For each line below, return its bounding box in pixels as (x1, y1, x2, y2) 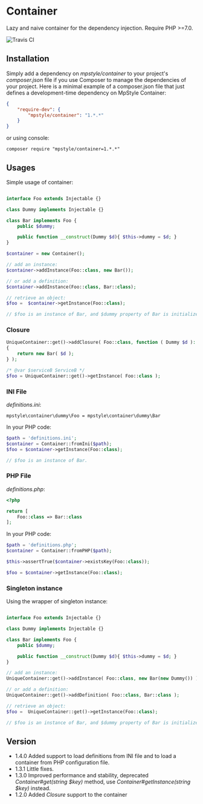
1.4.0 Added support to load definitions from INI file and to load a (14, 752, 176, 760)
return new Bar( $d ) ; (17, 350, 74, 357)
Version (6, 736, 36, 746)
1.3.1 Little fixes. (14, 765, 54, 772)
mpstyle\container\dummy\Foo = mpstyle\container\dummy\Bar (6, 413, 161, 419)
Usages (6, 162, 36, 173)
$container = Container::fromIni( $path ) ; (6, 441, 112, 447)
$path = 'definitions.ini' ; (6, 435, 77, 441)
